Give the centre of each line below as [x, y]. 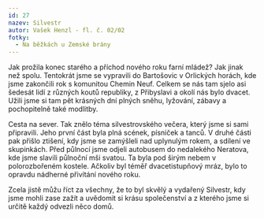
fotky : [19, 37]
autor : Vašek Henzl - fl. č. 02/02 [67, 30]
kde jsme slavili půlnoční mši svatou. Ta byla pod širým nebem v [112, 158]
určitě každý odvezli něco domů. [61, 206]
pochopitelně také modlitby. [53, 109]
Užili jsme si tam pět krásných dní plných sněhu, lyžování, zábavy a [117, 101]
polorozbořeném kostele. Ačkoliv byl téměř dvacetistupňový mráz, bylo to [128, 166]
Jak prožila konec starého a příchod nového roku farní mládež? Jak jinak [126, 67]
